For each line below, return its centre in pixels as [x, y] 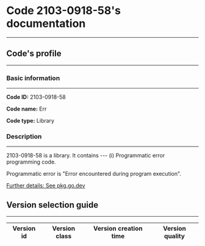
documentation [46, 24]
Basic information [33, 78]
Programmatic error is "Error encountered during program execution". [94, 174]
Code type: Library [31, 121]
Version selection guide [52, 205]
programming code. [31, 162]
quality [174, 236]
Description [24, 136]
